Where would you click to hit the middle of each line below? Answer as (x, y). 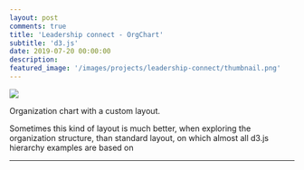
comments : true (38, 26)
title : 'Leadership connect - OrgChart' (87, 34)
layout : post (34, 18)
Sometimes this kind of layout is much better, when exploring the (130, 128)
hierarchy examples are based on (71, 147)
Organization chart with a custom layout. (85, 110)
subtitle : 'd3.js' (44, 43)
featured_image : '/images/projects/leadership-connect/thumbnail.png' (145, 69)
